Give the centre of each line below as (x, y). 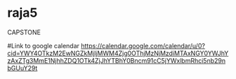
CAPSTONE (24, 32)
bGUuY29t (22, 68)
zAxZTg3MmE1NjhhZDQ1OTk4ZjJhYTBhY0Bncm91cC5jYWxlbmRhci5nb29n (117, 60)
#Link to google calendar (43, 45)
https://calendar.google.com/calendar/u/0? (143, 45)
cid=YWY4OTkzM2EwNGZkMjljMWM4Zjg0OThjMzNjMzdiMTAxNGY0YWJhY (118, 53)
